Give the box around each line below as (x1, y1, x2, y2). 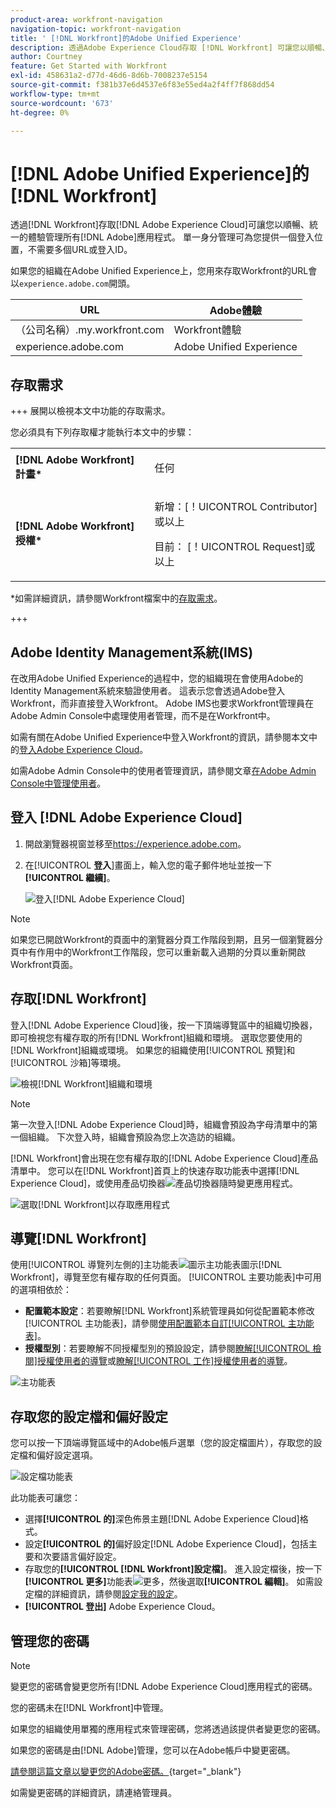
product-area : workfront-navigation (10, 14, 163, 25)
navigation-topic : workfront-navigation (10, 24, 182, 34)
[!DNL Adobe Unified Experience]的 (10, 162, 310, 185)
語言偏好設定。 (59, 1551, 122, 1563)
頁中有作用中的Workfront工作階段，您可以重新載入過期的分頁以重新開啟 (10, 946, 307, 958)
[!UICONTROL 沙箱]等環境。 (10, 1056, 127, 1068)
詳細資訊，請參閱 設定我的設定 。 (51, 1588, 183, 1600)
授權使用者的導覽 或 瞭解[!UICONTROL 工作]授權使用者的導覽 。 (36, 1355, 293, 1367)
